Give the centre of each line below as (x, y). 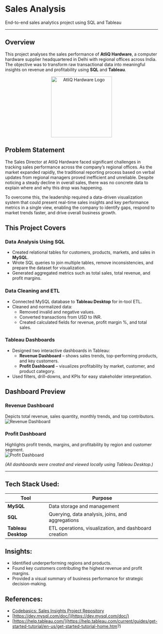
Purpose (102, 498)
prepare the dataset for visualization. (49, 268)
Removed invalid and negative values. (57, 312)
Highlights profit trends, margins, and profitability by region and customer (78, 445)
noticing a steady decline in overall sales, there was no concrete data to (77, 182)
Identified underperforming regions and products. (62, 563)
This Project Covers (36, 228)
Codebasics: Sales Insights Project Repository (58, 611)
